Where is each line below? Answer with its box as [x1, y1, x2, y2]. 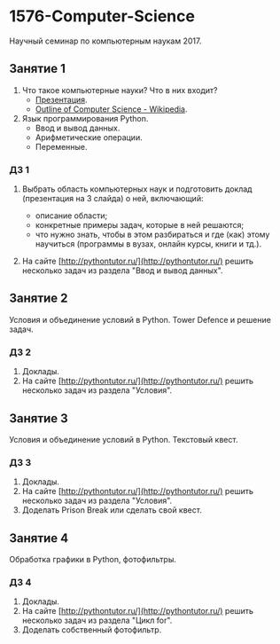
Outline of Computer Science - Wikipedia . [35, 104, 188, 114]
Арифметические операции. [35, 131, 144, 143]
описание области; [35, 210, 108, 221]
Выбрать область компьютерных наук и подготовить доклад [21, 184, 253, 194]
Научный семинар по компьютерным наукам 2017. [9, 35, 202, 46]
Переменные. [35, 141, 88, 152]
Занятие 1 [9, 61, 66, 76]
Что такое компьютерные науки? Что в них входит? [21, 84, 219, 95]
